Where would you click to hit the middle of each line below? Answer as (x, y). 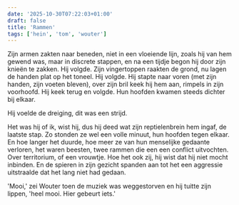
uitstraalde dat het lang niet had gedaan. (67, 172)
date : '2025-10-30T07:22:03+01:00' (60, 14)
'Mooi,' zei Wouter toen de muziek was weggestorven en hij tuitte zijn (110, 186)
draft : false (27, 21)
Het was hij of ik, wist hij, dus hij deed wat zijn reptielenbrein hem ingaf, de (117, 127)
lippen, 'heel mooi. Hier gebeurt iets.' (62, 194)
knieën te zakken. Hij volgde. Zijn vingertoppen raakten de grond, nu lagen (117, 69)
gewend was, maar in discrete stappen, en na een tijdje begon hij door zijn (117, 62)
